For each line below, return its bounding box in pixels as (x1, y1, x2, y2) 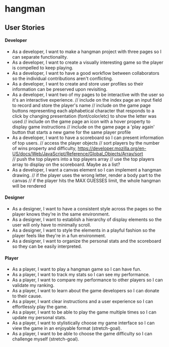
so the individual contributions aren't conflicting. (12, 75, 113, 81)
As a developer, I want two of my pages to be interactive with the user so (12, 92, 164, 98)
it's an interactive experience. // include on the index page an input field (12, 97, 162, 103)
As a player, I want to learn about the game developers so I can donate (12, 288, 160, 294)
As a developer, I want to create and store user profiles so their (12, 80, 144, 86)
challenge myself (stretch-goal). (12, 336, 79, 342)
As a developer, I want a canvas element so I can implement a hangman (12, 166, 162, 172)
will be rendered (12, 183, 47, 189)
